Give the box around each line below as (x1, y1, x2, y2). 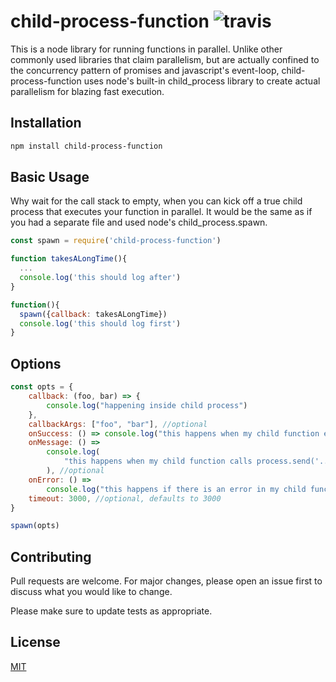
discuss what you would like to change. (10, 586, 173, 598)
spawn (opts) (10, 521, 60, 531)
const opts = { (10, 382, 74, 392)
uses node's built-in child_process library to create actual (83, 75, 321, 87)
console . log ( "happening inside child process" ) (46, 400, 248, 410)
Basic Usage (10, 169, 90, 186)
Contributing (10, 548, 92, 565)
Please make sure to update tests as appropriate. (10, 605, 213, 617)
